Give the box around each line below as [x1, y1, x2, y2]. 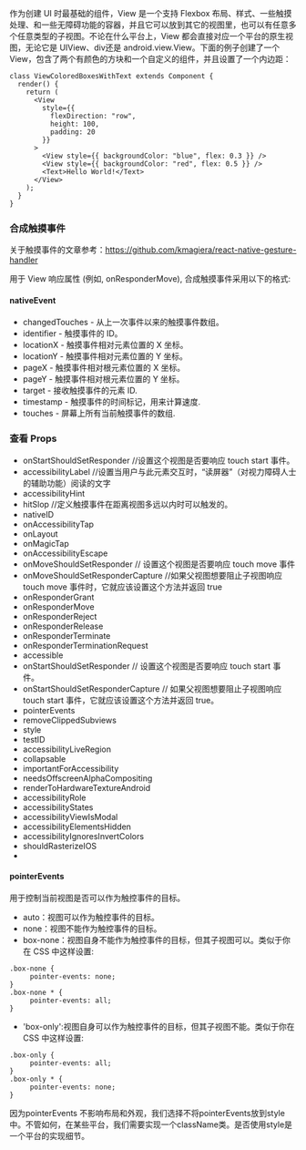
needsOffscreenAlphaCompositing [22, 773, 153, 784]
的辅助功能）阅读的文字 [22, 477, 111, 488]
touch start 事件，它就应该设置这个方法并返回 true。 [22, 694, 219, 705]
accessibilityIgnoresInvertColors [22, 830, 144, 841]
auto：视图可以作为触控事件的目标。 [22, 912, 159, 922]
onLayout [22, 528, 58, 539]
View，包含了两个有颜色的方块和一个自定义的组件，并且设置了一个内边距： [9, 54, 291, 64]
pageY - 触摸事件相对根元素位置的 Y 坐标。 [22, 373, 185, 385]
